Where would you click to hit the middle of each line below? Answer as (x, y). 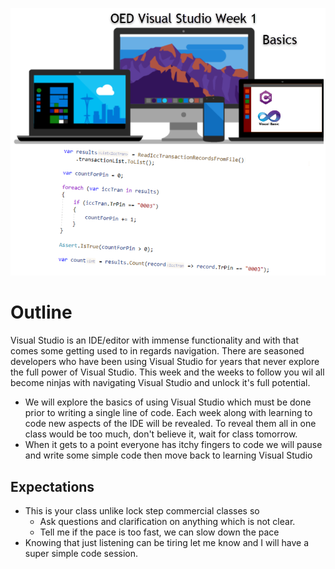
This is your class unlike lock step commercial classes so (142, 510)
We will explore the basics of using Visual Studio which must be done (168, 402)
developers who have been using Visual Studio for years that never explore (165, 362)
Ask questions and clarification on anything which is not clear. (167, 521)
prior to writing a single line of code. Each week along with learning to (168, 413)
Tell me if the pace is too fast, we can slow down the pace (159, 532)
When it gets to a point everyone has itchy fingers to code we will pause (173, 445)
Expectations (52, 486)
